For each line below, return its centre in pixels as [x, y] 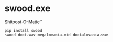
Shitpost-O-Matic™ [24, 22]
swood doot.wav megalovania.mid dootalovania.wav [56, 35]
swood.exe [28, 8]
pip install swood [23, 30]
